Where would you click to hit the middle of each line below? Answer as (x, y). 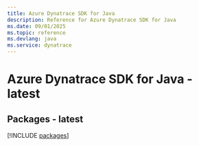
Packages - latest (45, 119)
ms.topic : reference (37, 33)
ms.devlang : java (32, 39)
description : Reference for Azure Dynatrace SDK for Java (92, 20)
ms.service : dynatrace (39, 45)
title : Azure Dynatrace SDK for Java (61, 13)
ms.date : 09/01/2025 (37, 26)
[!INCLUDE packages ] (38, 135)
